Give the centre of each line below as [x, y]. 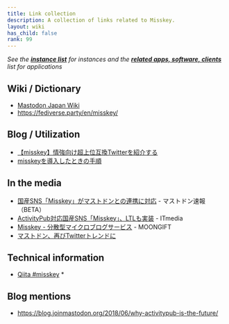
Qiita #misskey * [41, 275]
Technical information [56, 258]
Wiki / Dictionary [44, 89]
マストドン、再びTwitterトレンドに [67, 235]
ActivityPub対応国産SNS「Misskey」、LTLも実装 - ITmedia [100, 218]
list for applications [35, 67]
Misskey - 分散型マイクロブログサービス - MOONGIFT [94, 227]
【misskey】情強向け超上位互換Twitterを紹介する [87, 152]
